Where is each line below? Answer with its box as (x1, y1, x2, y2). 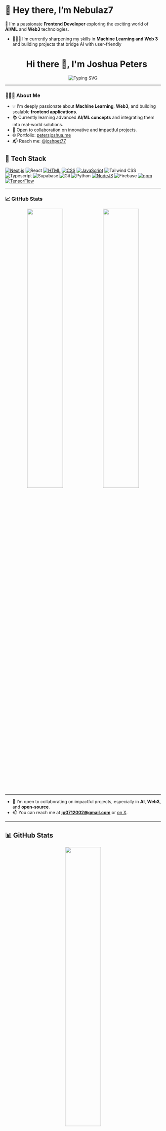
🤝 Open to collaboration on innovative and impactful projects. (12, 127, 137, 133)
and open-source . (12, 804, 50, 810)
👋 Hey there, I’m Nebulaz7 (5, 4, 114, 16)
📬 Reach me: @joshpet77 (12, 138, 66, 144)
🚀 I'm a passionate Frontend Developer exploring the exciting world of (5, 21, 149, 27)
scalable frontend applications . (12, 109, 78, 115)
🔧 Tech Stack (5, 154, 46, 163)
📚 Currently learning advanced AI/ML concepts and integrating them (12, 114, 155, 121)
